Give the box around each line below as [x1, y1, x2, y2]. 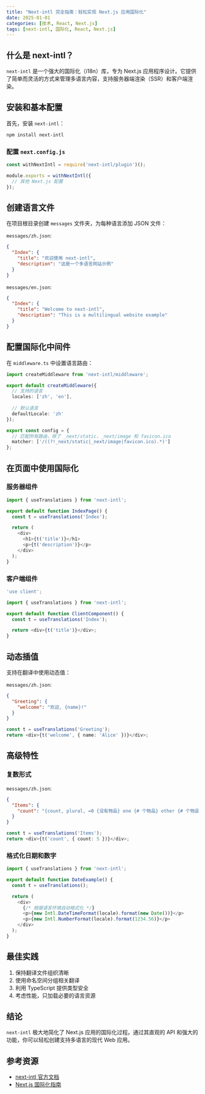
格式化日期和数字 [6, 851, 57, 860]
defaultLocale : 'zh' [12, 410, 64, 417]
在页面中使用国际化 [6, 463, 79, 473]
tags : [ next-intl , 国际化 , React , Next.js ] [6, 26, 116, 32]
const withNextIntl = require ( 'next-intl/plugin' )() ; [6, 162, 146, 168]
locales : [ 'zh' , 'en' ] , [12, 394, 72, 400]
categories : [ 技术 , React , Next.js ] [6, 20, 98, 26]
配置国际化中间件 [6, 342, 71, 352]
